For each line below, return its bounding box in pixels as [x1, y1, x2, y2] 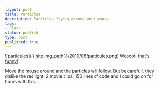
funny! [5, 58, 18, 64]
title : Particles [5, 12, 41, 17]
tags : [5, 21, 16, 26]
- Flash [5, 26, 21, 31]
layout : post [5, 7, 32, 12]
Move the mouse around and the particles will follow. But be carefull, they [5, 68, 154, 74]
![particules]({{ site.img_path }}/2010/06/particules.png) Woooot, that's [5, 53, 150, 59]
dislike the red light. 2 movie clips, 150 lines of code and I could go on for [5, 73, 154, 79]
